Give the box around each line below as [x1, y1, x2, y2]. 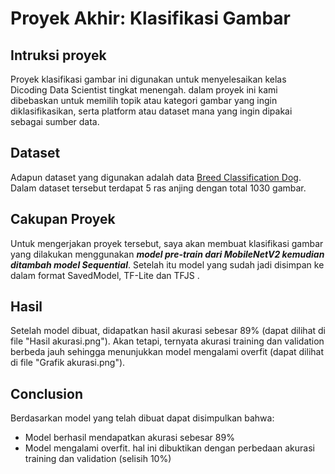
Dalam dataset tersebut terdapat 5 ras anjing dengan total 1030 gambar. [10, 182, 307, 194]
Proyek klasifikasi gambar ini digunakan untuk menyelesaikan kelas [10, 73, 287, 85]
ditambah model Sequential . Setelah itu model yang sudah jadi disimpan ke [10, 258, 325, 271]
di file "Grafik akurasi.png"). [10, 357, 126, 369]
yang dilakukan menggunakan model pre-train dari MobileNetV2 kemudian [10, 248, 325, 260]
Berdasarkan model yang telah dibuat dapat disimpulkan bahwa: [10, 412, 275, 424]
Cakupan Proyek [10, 211, 116, 228]
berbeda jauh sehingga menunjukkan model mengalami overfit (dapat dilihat [10, 346, 324, 358]
